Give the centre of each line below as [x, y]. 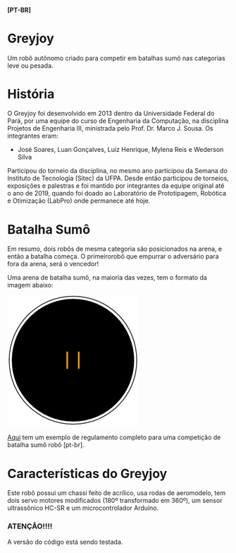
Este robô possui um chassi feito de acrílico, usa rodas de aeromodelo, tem [117, 493]
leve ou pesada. [31, 65]
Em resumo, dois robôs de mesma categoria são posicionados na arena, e [115, 249]
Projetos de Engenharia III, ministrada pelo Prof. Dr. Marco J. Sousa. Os [110, 129]
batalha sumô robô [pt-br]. [46, 445]
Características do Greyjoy [87, 474]
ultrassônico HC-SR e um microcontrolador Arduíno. [83, 508]
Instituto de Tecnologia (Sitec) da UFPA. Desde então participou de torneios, [118, 178]
